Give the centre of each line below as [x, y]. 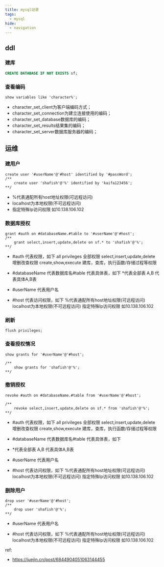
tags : [11, 14]
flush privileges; [24, 331]
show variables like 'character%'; [41, 97]
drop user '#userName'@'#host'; [38, 501]
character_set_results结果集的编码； [49, 125]
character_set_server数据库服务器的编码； [55, 131]
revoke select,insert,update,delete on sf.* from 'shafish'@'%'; [82, 408]
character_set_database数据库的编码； [51, 119]
